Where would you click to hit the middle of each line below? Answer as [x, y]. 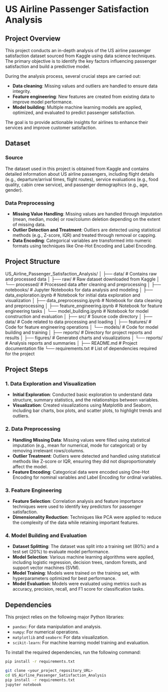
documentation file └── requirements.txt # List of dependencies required [81, 348]
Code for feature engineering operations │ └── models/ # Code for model [82, 327]
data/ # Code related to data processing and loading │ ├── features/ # [78, 322]
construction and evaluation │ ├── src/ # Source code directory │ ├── [79, 316]
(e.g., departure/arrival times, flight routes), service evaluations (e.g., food [82, 179]
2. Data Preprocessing [33, 429]
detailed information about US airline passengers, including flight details [80, 174]
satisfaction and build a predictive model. [48, 66]
